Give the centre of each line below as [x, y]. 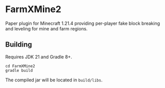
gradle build [19, 70]
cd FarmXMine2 [20, 66]
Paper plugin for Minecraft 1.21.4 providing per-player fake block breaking [83, 23]
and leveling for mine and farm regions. [47, 28]
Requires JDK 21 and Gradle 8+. [39, 57]
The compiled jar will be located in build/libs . [54, 80]
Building [19, 45]
